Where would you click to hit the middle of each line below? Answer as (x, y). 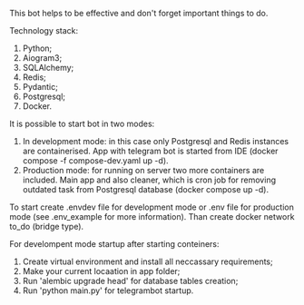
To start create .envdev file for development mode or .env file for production (152, 207)
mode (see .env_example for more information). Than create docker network (152, 216)
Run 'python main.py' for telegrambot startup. (108, 290)
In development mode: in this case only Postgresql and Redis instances (155, 141)
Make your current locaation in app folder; (101, 271)
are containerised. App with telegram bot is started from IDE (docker (150, 151)
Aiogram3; (42, 58)
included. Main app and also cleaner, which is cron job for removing (149, 180)
